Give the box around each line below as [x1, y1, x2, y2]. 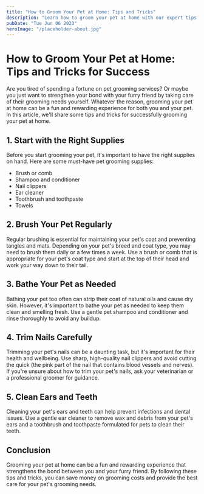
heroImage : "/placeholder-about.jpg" [6, 26, 102, 32]
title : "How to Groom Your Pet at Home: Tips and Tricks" [6, 9, 156, 15]
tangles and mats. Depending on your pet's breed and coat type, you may [6, 242, 191, 249]
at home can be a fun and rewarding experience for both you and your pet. [6, 105, 193, 112]
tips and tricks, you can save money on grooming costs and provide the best [6, 474, 198, 481]
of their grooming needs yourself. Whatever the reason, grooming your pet [6, 98, 193, 105]
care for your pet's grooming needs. [6, 481, 97, 488]
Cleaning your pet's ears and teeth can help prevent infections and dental [6, 408, 191, 416]
